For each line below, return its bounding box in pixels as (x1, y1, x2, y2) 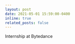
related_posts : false (5, 20, 49, 25)
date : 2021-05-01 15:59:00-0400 (5, 11, 70, 16)
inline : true (5, 16, 31, 21)
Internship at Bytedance (5, 33, 53, 39)
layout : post (5, 7, 31, 12)
